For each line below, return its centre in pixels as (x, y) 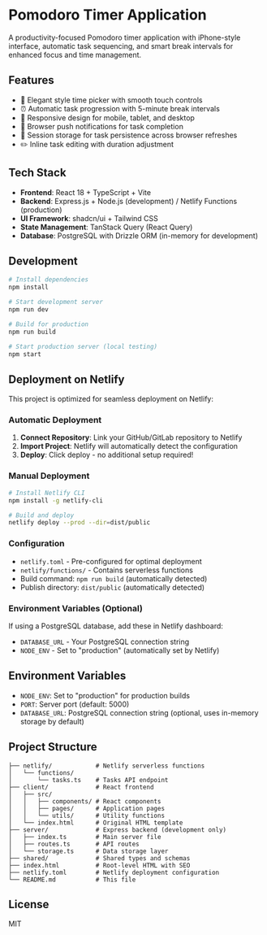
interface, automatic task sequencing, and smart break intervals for (121, 46)
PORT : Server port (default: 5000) (75, 704)
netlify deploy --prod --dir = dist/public (80, 523)
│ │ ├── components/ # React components (85, 801)
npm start (25, 354)
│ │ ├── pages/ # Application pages (86, 808)
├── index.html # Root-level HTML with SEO (99, 865)
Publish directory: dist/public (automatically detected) (112, 587)
